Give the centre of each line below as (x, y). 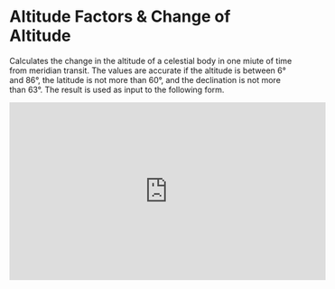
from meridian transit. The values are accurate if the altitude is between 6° (148, 70)
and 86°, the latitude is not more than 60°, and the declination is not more (145, 79)
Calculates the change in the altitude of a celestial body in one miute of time (151, 61)
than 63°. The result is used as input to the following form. (117, 89)
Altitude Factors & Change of (120, 17)
